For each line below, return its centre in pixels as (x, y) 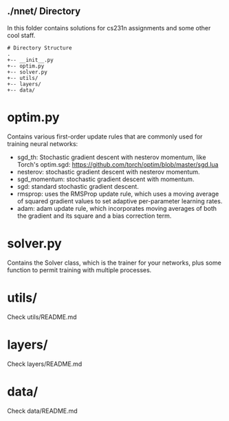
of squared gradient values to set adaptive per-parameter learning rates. (120, 201)
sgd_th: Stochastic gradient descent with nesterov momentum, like (111, 157)
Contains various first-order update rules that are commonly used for (105, 136)
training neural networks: (43, 143)
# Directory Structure (40, 48)
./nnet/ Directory (44, 11)
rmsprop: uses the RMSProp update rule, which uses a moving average (118, 194)
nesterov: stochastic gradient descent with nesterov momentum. (109, 172)
